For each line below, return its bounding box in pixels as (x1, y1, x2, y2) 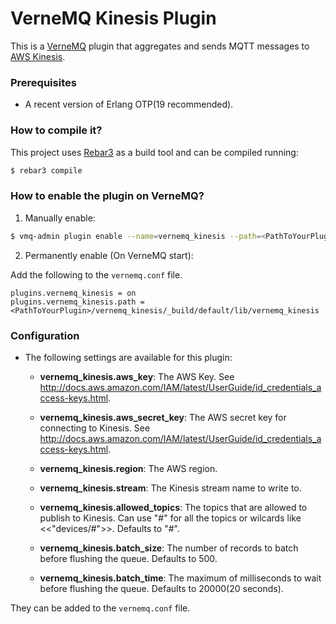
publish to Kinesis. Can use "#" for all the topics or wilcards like (39, 512, 302, 524)
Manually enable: (24, 212, 96, 224)
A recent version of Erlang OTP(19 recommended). (24, 98, 234, 111)
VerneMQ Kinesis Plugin (10, 7, 217, 30)
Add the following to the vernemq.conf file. (10, 268, 183, 281)
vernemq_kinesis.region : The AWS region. (39, 462, 218, 474)
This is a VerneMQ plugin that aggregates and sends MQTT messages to (10, 40, 310, 52)
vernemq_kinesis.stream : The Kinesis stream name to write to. (39, 482, 302, 494)
